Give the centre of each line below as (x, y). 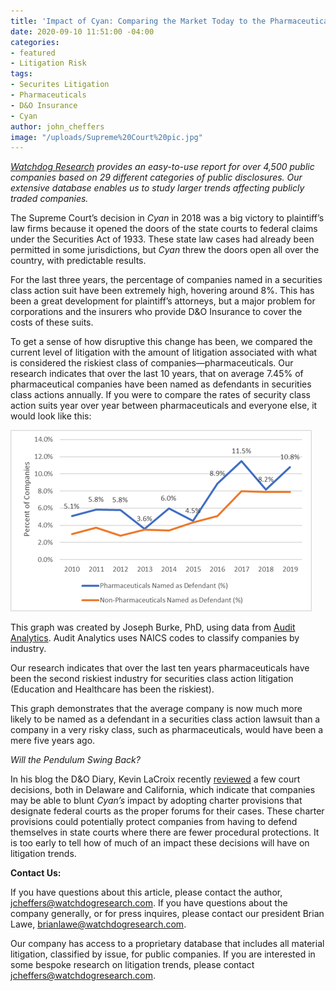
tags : (21, 74)
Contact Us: (36, 873)
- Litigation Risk (48, 63)
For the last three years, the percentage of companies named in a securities (166, 280)
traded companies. (49, 199)
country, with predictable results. (78, 261)
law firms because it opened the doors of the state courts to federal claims (164, 229)
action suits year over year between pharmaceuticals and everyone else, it (164, 406)
